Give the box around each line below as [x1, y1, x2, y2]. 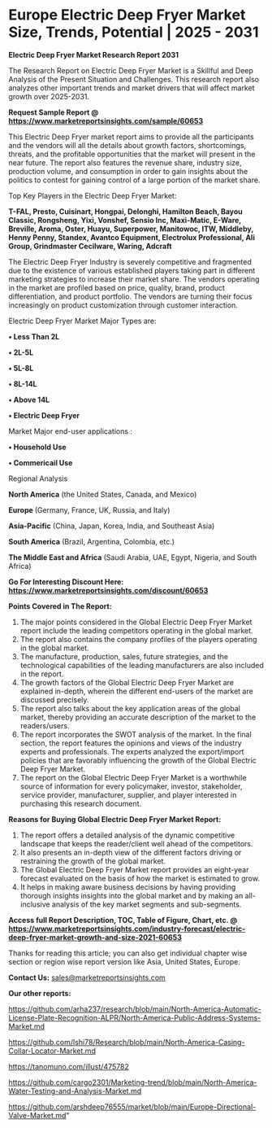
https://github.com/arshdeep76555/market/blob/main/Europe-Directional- [8, 1101, 257, 1112]
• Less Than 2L [8, 331, 60, 341]
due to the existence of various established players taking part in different [8, 265, 256, 275]
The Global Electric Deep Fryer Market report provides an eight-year [19, 864, 249, 874]
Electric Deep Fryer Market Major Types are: [8, 316, 157, 326]
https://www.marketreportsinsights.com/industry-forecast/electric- [8, 924, 246, 933]
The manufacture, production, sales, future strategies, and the [19, 651, 229, 661]
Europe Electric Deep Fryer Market [8, 6, 246, 24]
